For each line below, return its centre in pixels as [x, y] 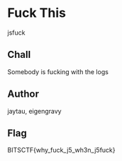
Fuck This [37, 13]
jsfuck [16, 32]
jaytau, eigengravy [34, 111]
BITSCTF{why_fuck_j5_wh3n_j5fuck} [61, 150]
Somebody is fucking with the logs [58, 71]
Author [23, 94]
